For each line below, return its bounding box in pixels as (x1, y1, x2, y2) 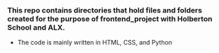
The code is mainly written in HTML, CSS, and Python (17, 39, 173, 47)
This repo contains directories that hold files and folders (7, 6, 203, 15)
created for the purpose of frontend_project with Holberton (7, 14, 213, 23)
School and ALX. (7, 23, 65, 32)
